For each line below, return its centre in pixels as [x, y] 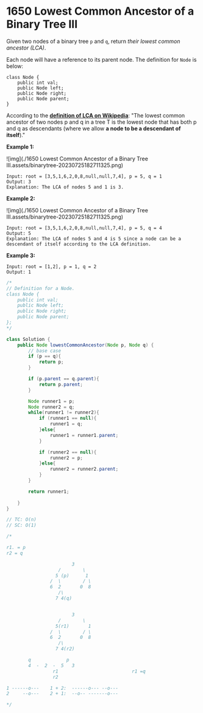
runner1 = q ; [66, 424]
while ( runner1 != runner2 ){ [64, 412]
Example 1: [20, 147]
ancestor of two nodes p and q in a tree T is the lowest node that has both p [101, 122]
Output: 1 [19, 272]
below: [15, 66]
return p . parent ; [61, 384]
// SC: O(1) [21, 525]
